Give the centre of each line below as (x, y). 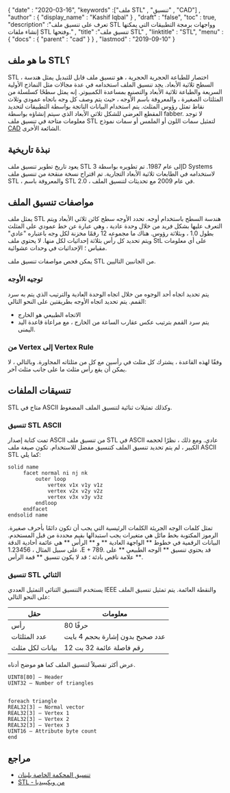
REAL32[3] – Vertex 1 (39, 713)
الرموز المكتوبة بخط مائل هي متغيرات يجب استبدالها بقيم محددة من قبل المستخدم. (113, 535)
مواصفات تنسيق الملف (51, 203)
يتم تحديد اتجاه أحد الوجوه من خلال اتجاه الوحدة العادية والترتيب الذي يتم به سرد (108, 294)
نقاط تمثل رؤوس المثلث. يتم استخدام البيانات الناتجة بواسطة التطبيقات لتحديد (106, 106)
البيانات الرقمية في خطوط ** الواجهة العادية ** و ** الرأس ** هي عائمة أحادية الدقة (114, 543)
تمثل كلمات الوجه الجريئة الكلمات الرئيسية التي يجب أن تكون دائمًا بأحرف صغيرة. (110, 528)
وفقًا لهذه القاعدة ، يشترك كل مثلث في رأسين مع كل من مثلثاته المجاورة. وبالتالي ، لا (115, 362)
